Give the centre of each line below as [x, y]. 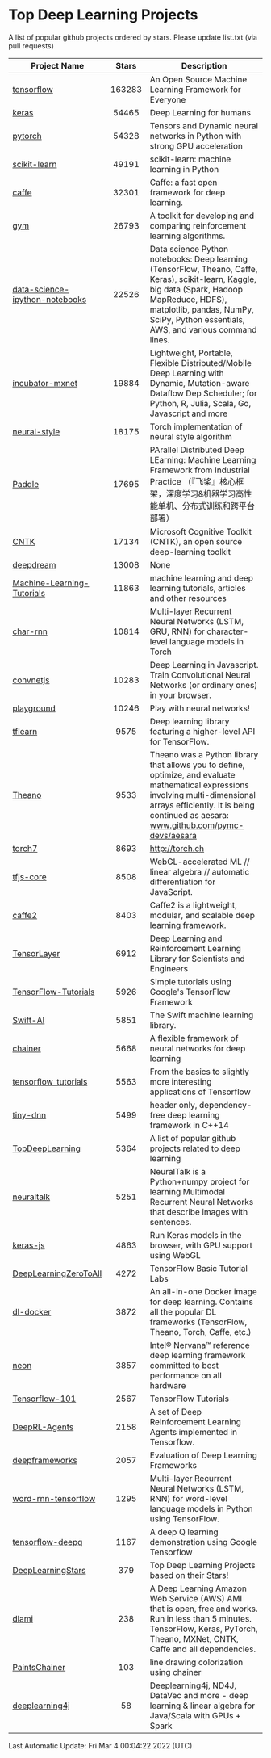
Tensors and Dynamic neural [204, 125]
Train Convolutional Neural [200, 674]
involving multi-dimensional [203, 795]
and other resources [188, 598]
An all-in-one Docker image [204, 1291]
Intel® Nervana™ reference [200, 1345]
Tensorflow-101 [44, 1399]
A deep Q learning [184, 1532]
